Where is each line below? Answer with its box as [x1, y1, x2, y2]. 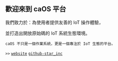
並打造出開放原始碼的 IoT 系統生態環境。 [5, 30, 90, 36]
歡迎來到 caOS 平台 [5, 5, 66, 14]
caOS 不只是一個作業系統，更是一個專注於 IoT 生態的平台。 [5, 41, 115, 46]
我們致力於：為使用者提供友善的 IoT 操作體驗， [5, 19, 103, 25]
